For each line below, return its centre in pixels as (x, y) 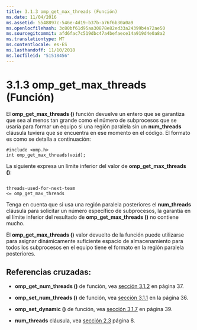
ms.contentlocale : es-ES (37, 45)
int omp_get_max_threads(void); (46, 155)
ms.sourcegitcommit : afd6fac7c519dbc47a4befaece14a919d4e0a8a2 (86, 34)
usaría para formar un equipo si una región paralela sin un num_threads (94, 126)
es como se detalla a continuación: (49, 139)
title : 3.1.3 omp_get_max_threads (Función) (62, 12)
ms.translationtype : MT (35, 39)
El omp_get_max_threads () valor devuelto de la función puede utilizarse (95, 235)
